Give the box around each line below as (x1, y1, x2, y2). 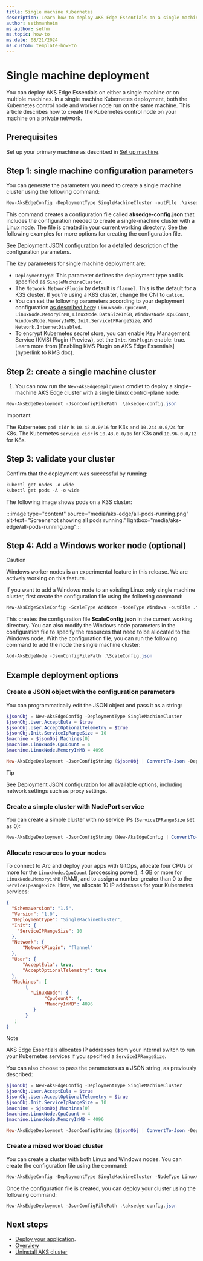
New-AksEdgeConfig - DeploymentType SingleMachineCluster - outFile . (6, 200, 182, 206)
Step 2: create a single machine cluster (6, 366, 156, 377)
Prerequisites (6, 132, 58, 142)
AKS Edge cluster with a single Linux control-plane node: (37, 389, 180, 397)
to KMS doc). (41, 349, 74, 356)
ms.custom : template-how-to (6, 43, 77, 49)
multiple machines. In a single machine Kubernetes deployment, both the (6, 95, 188, 102)
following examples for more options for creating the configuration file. (6, 230, 182, 237)
